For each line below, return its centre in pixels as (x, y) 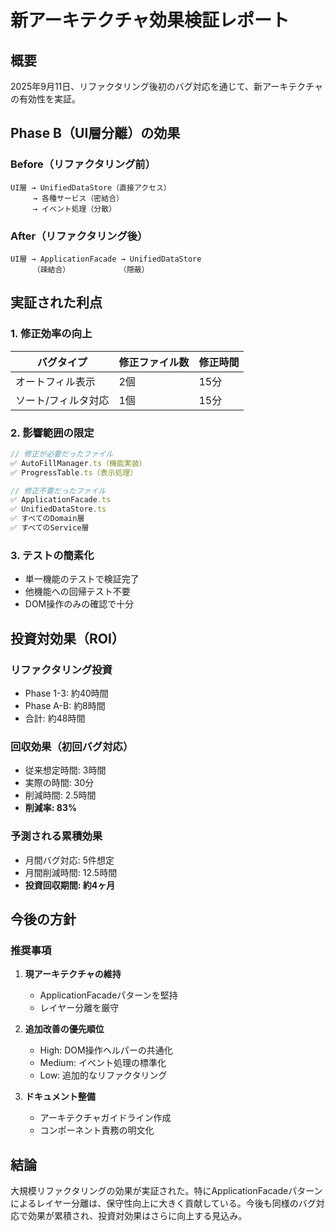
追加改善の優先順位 (64, 1029)
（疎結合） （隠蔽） (91, 269)
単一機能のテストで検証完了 (82, 579)
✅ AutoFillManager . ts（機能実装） (78, 463)
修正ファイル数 (154, 362)
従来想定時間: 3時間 (65, 770)
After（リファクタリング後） (79, 236)
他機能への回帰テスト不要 (77, 592)
